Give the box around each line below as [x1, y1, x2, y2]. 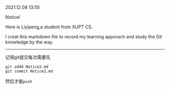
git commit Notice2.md [5, 69, 53, 74]
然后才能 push [5, 78, 32, 84]
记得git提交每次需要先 [5, 54, 51, 60]
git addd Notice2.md [5, 64, 49, 69]
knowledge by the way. [5, 39, 54, 45]
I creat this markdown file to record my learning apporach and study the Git [5, 34, 162, 39]
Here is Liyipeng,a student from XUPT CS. [5, 24, 93, 30]
